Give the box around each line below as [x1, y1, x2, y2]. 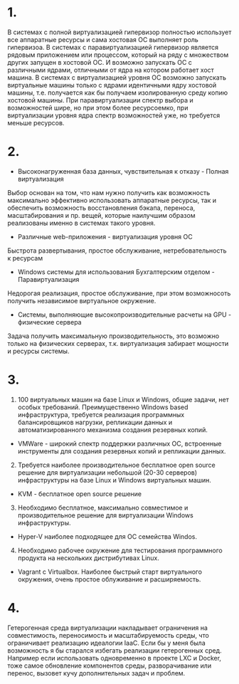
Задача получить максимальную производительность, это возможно [7, 332, 220, 340]
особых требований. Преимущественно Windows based [17, 403, 188, 411]
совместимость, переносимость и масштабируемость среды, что [7, 631, 210, 639]
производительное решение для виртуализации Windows [17, 510, 193, 520]
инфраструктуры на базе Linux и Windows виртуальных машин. [17, 475, 212, 484]
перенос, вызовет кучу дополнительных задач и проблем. [7, 668, 186, 677]
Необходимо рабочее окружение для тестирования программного [17, 546, 223, 554]
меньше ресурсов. [7, 118, 65, 127]
